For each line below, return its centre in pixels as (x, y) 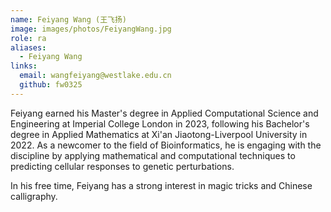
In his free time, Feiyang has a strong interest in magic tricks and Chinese (161, 185)
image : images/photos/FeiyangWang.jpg (91, 29)
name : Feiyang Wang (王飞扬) (69, 19)
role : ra (28, 38)
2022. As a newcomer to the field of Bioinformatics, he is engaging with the (166, 145)
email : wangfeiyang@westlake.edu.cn (95, 76)
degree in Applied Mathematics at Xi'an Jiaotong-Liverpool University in (159, 134)
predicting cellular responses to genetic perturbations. (122, 166)
